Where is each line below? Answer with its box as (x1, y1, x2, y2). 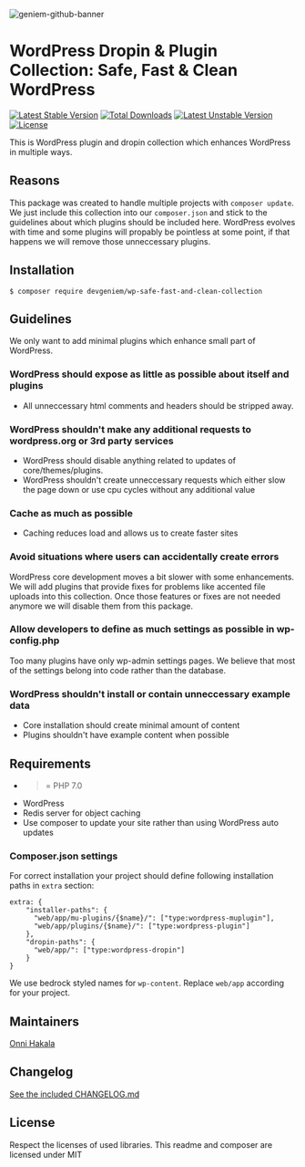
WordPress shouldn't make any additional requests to (9, 422, 252, 435)
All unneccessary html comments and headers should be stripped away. (22, 400, 294, 411)
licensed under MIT (9, 1149, 83, 1160)
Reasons (9, 173, 60, 189)
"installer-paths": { (25, 906, 107, 915)
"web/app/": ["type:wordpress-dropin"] (33, 945, 185, 955)
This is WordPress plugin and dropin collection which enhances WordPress (9, 137, 291, 148)
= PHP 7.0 (45, 780, 83, 791)
